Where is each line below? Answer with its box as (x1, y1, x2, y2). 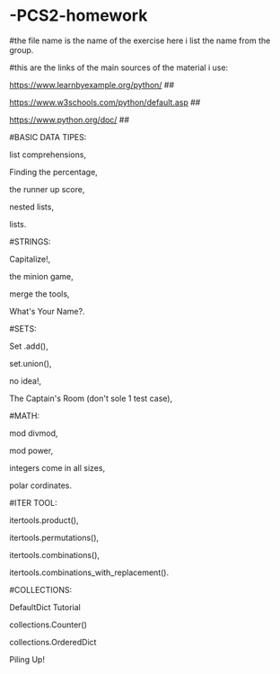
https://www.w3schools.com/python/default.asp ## (9, 96, 201, 108)
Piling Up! (9, 653, 45, 665)
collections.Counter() (9, 619, 88, 630)
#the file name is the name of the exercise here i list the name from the (9, 35, 271, 46)
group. (9, 44, 34, 55)
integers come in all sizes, (9, 462, 106, 473)
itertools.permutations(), (9, 532, 100, 543)
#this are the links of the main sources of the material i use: (9, 62, 229, 73)
